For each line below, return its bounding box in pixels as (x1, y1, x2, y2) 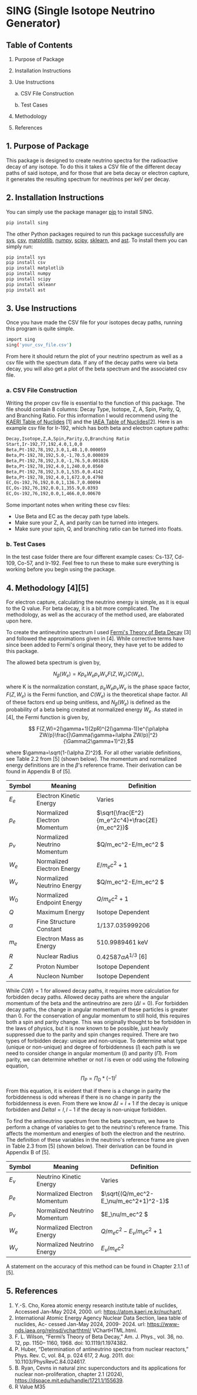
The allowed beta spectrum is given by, (6, 659, 101, 666)
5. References (6, 1286, 58, 1296)
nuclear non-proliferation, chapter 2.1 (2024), (14, 1370, 124, 1377)
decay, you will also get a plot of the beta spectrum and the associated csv (6, 365, 187, 372)
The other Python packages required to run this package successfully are (6, 230, 184, 237)
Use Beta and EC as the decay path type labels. (14, 513, 130, 520)
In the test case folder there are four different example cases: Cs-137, (6, 554, 174, 561)
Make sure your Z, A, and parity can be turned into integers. (14, 519, 159, 526)
